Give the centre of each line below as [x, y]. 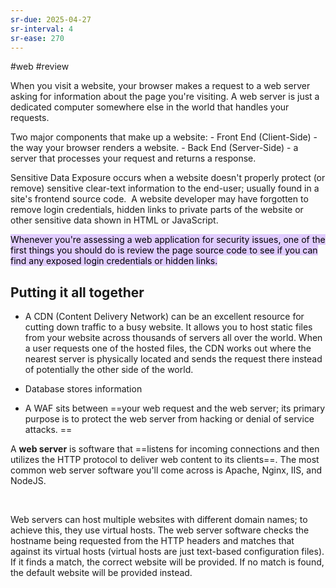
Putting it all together [77, 292]
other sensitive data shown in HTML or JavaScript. [114, 220]
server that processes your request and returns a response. [133, 158]
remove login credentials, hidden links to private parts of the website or [157, 210]
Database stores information [83, 389]
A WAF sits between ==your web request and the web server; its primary [175, 408]
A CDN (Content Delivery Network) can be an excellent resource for [164, 317]
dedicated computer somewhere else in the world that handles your [150, 107]
